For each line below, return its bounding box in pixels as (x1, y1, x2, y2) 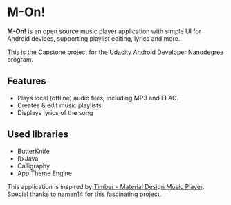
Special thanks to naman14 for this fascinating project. (7, 190, 162, 198)
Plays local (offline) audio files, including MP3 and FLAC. (17, 93, 178, 102)
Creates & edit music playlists (17, 101, 102, 109)
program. (7, 55, 34, 63)
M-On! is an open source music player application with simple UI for (7, 27, 202, 35)
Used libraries (7, 129, 69, 141)
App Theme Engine (17, 169, 73, 177)
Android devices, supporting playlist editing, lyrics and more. (7, 34, 181, 42)
